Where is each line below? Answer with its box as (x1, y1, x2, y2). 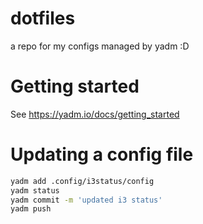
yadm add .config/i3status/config (10, 176, 155, 186)
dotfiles (10, 7, 76, 30)
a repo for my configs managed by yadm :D (10, 40, 190, 52)
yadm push (10, 204, 52, 214)
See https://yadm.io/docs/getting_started (10, 108, 180, 120)
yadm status (10, 185, 60, 196)
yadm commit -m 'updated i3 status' (10, 195, 163, 205)
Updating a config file (10, 143, 194, 166)
